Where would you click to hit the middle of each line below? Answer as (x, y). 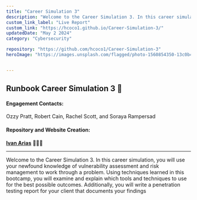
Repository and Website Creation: (48, 130)
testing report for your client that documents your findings (76, 191)
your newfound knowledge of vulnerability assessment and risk (83, 166)
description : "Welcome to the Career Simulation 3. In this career (90, 17)
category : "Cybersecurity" (39, 39)
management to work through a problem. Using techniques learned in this (95, 172)
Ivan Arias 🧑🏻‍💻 (24, 143)
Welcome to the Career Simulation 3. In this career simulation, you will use (96, 160)
